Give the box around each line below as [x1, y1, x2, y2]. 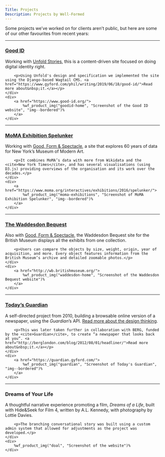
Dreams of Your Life [5, 391, 54, 398]
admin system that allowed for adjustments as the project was [5, 426, 137, 431]
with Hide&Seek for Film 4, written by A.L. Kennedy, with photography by [5, 407, 153, 413]
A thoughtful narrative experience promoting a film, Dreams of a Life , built [5, 402, 155, 407]
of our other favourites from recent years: [5, 30, 89, 36]
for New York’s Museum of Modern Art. [5, 148, 84, 155]
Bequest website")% [5, 277, 45, 282]
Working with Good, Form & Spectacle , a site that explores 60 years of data [5, 143, 158, 149]
